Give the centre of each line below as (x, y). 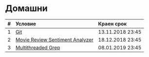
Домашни (26, 8)
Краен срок (112, 24)
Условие (26, 24)
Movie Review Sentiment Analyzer (54, 40)
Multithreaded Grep (38, 47)
